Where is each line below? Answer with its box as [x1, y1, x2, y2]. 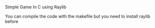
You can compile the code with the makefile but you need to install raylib [5, 14, 151, 19]
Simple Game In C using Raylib [5, 4, 67, 10]
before [5, 19, 18, 24]
